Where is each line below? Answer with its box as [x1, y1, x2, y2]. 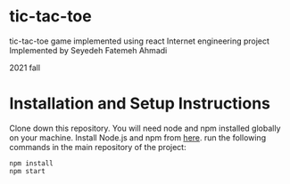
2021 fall [9, 62, 41, 73]
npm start [9, 166, 46, 175]
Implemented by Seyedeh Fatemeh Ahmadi [9, 44, 168, 55]
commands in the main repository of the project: [9, 141, 186, 152]
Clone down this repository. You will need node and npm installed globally [9, 123, 281, 133]
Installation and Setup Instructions [9, 93, 270, 114]
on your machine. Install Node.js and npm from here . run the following [9, 132, 266, 143]
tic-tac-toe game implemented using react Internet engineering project [9, 36, 270, 46]
